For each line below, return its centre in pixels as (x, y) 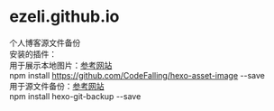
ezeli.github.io (64, 17)
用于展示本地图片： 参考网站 (61, 65)
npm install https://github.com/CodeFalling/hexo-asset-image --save (137, 75)
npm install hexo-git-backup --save (75, 96)
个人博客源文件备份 (45, 42)
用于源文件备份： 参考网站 (57, 86)
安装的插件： (33, 54)
